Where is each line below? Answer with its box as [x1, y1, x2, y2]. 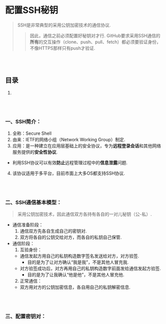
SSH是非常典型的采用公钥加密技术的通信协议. [17, 22, 111, 28]
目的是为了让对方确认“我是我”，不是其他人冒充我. [27, 259, 129, 265]
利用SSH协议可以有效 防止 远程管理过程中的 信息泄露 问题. [12, 160, 128, 166]
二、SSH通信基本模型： [5, 199, 62, 206]
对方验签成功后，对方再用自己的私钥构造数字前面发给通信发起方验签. [19, 266, 161, 272]
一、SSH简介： [5, 118, 41, 125]
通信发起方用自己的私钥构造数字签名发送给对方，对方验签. [19, 253, 140, 259]
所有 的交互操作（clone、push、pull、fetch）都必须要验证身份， [29, 38, 161, 45]
